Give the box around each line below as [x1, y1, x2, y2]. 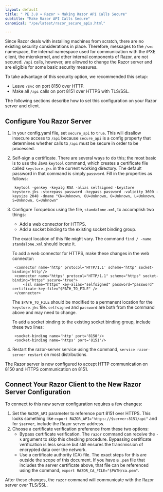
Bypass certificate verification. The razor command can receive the [19, 431, 155, 437]
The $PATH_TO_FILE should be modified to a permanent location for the [12, 299, 153, 305]
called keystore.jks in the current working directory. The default [12, 165, 142, 171]
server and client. [5, 103, 40, 109]
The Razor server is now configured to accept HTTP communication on [5, 361, 148, 367]
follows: [12, 176, 28, 182]
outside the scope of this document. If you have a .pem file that [19, 457, 145, 463]
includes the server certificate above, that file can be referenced [19, 462, 149, 468]
